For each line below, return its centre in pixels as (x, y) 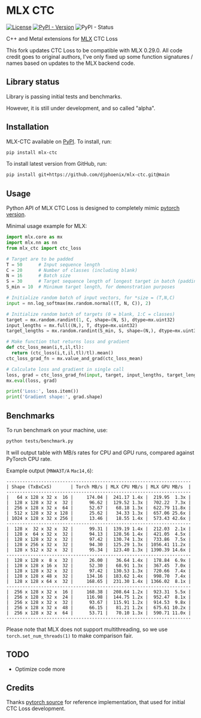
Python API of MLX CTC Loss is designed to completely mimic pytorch (93, 208)
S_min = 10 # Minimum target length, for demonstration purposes (91, 287)
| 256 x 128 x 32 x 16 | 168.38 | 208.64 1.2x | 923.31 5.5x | (99, 592)
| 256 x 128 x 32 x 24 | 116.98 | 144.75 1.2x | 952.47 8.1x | (99, 597)
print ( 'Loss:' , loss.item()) (42, 391)
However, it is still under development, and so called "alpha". (81, 108)
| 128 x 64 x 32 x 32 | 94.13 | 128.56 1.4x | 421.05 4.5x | (99, 534)
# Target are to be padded (40, 259)
